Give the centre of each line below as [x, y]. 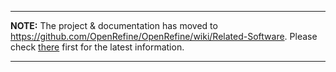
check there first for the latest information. [97, 47]
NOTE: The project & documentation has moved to [114, 25]
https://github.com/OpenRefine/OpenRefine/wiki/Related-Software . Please [164, 36]
